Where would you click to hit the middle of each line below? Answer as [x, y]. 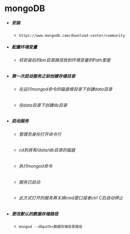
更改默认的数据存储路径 [35, 214]
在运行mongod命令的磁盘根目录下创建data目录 [65, 89]
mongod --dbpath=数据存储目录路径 [51, 227]
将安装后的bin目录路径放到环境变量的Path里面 [65, 60]
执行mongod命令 [36, 166]
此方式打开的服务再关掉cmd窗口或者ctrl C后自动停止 [71, 198]
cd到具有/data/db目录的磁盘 [47, 150]
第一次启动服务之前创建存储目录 [43, 76]
